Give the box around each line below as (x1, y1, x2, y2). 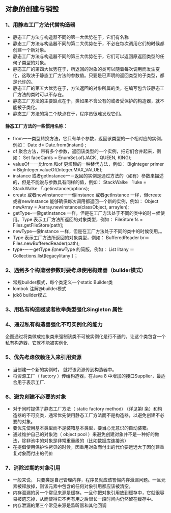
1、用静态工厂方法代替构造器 (5, 21, 75, 29)
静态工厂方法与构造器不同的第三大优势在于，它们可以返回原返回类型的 (12, 53, 160, 59)
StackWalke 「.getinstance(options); (12, 185, 90, 191)
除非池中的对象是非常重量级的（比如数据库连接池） (21, 438, 129, 444)
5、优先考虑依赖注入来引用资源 (5, 354, 82, 361)
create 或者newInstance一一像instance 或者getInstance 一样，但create (12, 192, 162, 198)
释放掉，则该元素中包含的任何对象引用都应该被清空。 (21, 483, 133, 490)
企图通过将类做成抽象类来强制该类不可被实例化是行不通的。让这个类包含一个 (5, 334, 166, 340)
